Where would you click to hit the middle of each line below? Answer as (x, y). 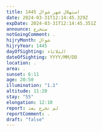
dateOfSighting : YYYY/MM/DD (42, 57)
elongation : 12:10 (29, 102)
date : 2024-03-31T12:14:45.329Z (47, 18)
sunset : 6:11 (23, 74)
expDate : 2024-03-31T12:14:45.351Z (51, 23)
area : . (16, 68)
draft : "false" (25, 119)
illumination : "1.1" (32, 86)
